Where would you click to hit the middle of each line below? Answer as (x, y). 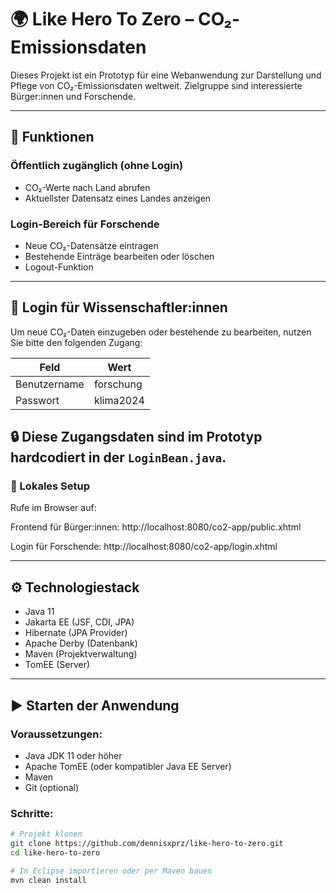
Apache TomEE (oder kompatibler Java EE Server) (128, 766)
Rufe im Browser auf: (53, 508)
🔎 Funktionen (52, 137)
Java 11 (39, 612)
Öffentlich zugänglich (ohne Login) (97, 166)
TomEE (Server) (57, 665)
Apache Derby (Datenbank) (81, 643)
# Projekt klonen (46, 834)
